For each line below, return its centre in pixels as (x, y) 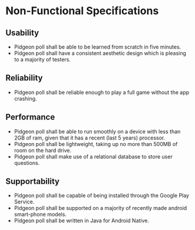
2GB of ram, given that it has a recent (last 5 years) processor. (90, 138)
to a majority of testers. (42, 59)
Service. (24, 202)
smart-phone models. (40, 215)
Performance (30, 117)
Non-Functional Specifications (82, 11)
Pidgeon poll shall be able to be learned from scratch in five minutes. (97, 47)
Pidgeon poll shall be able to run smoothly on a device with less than (97, 131)
